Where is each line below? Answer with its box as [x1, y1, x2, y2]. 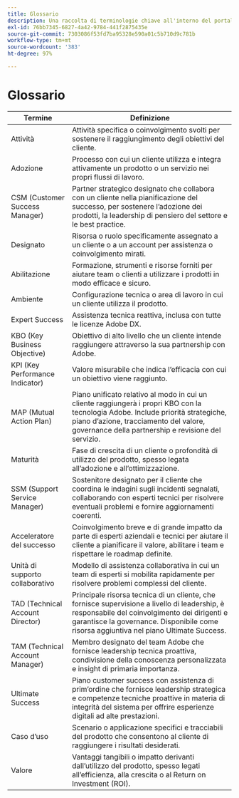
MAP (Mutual [11, 407, 55, 417]
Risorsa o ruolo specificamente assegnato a [72, 231, 218, 241]
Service [11, 492, 37, 502]
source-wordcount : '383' [7, 43, 81, 51]
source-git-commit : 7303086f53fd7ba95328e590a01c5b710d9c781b [7, 30, 196, 38]
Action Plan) [11, 416, 52, 426]
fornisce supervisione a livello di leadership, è [72, 598, 225, 608]
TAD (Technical [11, 598, 63, 608]
